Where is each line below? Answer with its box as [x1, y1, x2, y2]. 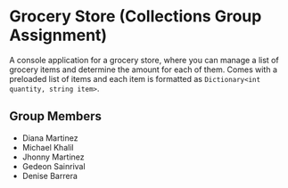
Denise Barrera [21, 170, 78, 181]
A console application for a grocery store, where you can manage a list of [9, 54, 279, 65]
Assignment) [9, 25, 108, 45]
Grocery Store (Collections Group [9, 6, 262, 27]
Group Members [9, 109, 103, 124]
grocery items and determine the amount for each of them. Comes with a [9, 64, 278, 75]
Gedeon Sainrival [21, 160, 86, 171]
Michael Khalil [21, 142, 74, 152]
